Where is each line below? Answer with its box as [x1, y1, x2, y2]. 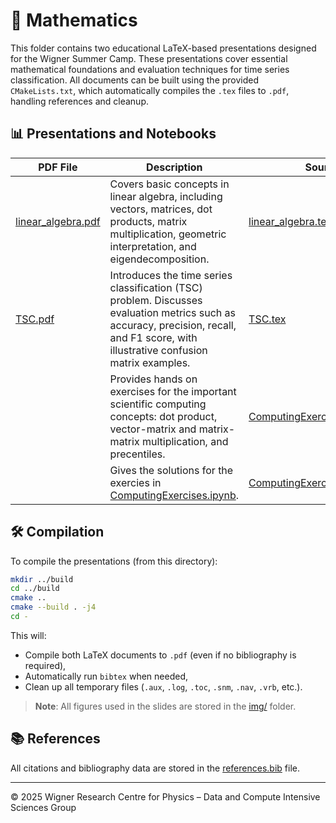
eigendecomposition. [109, 252, 210, 266]
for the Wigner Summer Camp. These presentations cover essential [10, 52, 288, 64]
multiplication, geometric [109, 227, 227, 241]
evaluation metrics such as [109, 305, 237, 319]
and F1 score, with [109, 330, 198, 344]
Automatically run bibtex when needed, [24, 670, 189, 682]
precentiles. [109, 447, 166, 461]
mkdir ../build [10, 574, 74, 584]
